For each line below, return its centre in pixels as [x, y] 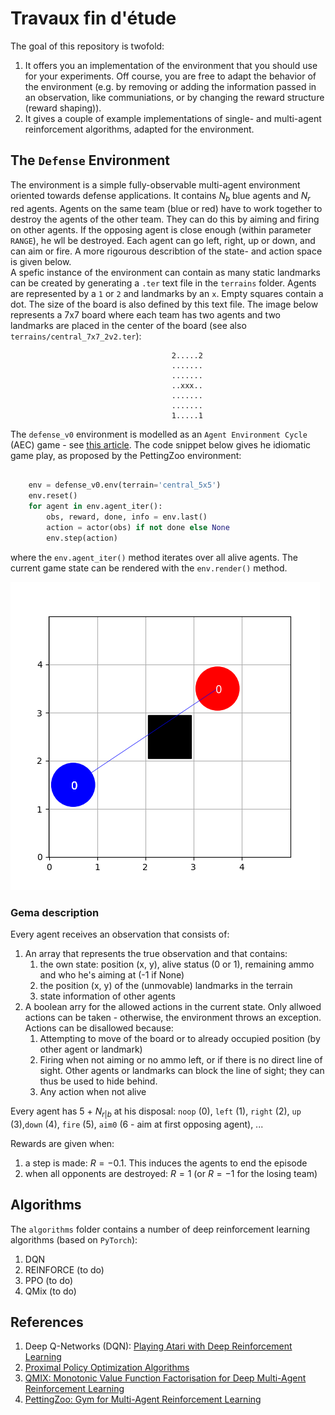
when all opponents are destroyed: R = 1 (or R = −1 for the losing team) [171, 1173]
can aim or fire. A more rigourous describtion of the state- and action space [166, 251]
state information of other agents [107, 996]
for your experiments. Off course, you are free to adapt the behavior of [170, 76]
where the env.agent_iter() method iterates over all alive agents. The [154, 557]
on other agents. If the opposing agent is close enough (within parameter [161, 229]
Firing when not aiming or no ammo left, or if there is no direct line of [181, 1059]
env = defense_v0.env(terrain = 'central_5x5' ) [125, 485]
